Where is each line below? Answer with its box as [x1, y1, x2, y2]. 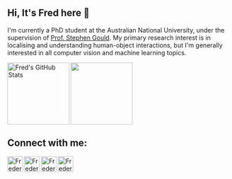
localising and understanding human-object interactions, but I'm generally [7, 40, 223, 50]
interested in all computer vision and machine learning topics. [7, 48, 187, 57]
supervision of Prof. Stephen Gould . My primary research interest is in [7, 33, 211, 42]
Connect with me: [7, 137, 88, 149]
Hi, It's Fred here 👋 [7, 7, 90, 19]
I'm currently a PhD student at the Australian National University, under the [7, 25, 225, 34]
